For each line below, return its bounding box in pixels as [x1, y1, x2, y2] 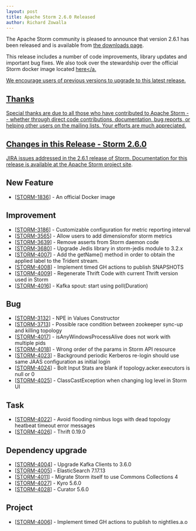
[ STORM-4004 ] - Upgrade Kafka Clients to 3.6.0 [14, 461, 132, 468]
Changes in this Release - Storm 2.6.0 [6, 139, 147, 149]
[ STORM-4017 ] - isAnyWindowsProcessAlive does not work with [14, 333, 171, 340]
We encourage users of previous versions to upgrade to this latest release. [6, 77, 186, 84]
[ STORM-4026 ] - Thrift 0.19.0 [14, 428, 86, 435]
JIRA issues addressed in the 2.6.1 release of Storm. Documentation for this [6, 155, 188, 161]
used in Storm [14, 276, 49, 283]
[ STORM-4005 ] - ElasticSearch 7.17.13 [14, 467, 106, 474]
